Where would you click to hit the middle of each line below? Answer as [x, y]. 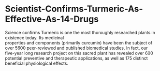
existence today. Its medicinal [35, 38]
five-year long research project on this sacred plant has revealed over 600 [79, 53]
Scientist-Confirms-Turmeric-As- [74, 9]
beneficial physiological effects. [37, 63]
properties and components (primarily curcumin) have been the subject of [79, 43]
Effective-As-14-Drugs [52, 19]
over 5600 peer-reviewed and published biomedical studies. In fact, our [76, 48]
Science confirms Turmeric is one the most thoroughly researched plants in [80, 32]
